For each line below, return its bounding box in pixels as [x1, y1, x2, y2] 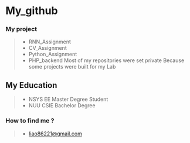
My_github [5, 4, 58, 18]
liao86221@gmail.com [28, 130, 83, 137]
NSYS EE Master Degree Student [28, 96, 108, 103]
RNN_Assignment [28, 38, 72, 45]
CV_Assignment [28, 45, 67, 52]
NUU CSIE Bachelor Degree [28, 102, 96, 109]
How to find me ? [5, 117, 55, 125]
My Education [5, 80, 57, 90]
